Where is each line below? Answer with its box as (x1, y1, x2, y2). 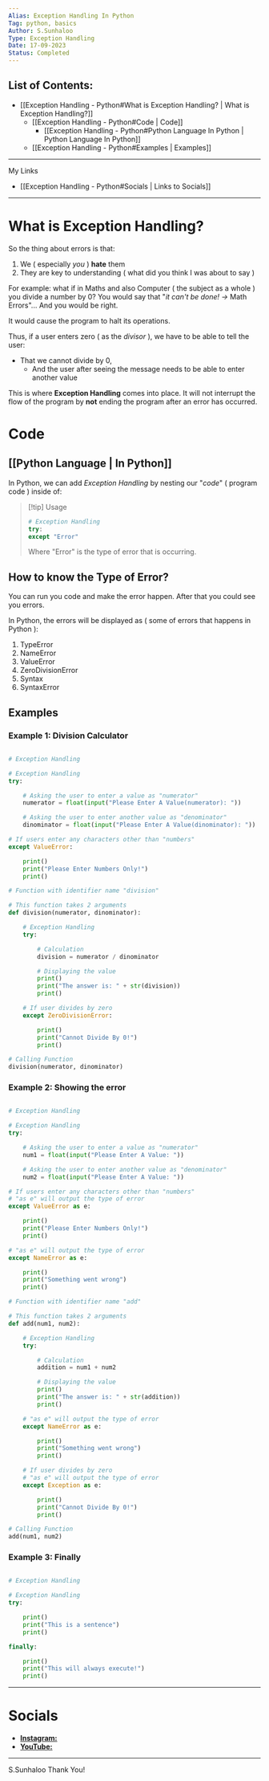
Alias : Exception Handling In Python (8, 11, 134, 20)
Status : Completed (8, 49, 70, 57)
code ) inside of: (8, 487, 62, 496)
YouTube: (19, 1742, 53, 1751)
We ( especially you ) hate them (19, 259, 126, 269)
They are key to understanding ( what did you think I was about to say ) (19, 267, 255, 277)
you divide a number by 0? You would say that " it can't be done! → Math (8, 291, 247, 301)
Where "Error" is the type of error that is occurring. (27, 547, 197, 556)
